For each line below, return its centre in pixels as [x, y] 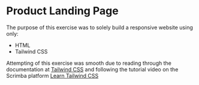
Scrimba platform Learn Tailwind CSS [52, 75]
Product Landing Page [62, 11]
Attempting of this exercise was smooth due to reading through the [89, 63]
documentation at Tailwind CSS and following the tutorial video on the [92, 69]
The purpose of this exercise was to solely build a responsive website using [99, 27]
